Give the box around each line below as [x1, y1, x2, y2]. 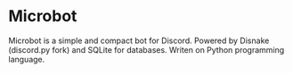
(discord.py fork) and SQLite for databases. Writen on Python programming [8, 44, 285, 55]
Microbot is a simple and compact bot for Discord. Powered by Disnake [8, 35, 270, 46]
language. [8, 54, 45, 64]
